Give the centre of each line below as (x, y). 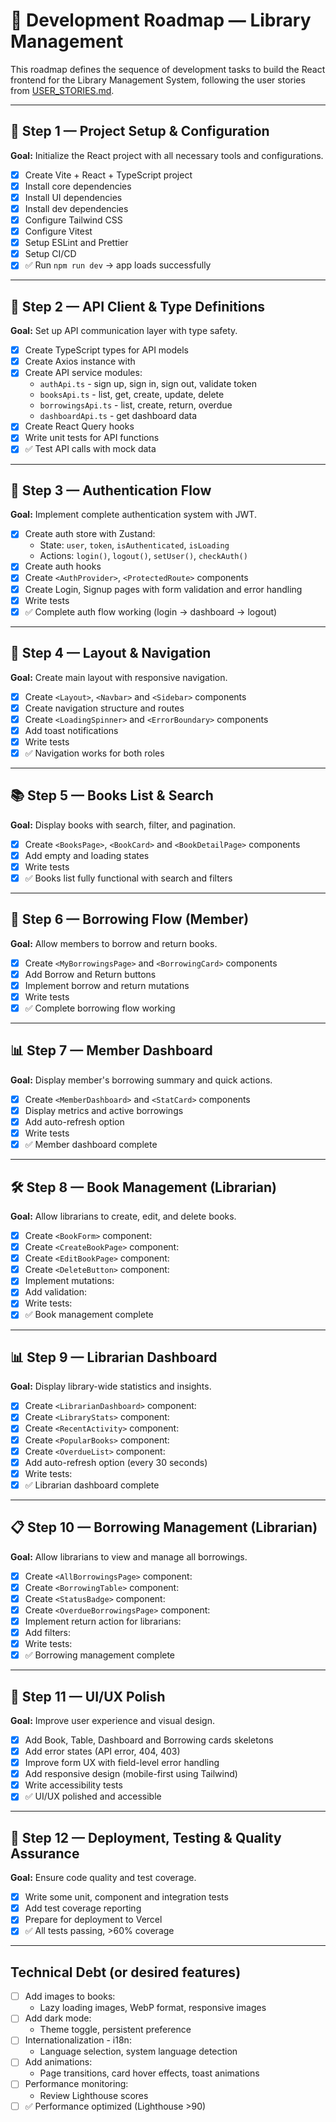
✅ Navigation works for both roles (94, 753)
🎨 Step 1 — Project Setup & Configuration (140, 131)
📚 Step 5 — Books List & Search (112, 795)
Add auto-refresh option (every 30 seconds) (116, 1462)
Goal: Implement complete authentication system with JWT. (133, 515)
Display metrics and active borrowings (104, 1110)
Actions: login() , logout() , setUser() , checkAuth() (143, 556)
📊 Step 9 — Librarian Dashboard (114, 1357)
